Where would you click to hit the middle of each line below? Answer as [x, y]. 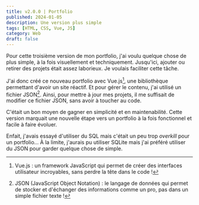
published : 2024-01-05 [34, 17]
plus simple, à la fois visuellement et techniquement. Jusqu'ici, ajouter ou [96, 62]
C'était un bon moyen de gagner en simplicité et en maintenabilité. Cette [94, 112]
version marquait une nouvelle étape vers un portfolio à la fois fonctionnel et [99, 118]
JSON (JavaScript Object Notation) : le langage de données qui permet [101, 183]
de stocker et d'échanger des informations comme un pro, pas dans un [101, 190]
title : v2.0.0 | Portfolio [39, 12]
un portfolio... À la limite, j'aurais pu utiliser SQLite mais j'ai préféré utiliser [96, 142]
